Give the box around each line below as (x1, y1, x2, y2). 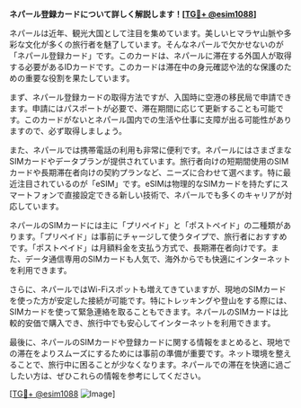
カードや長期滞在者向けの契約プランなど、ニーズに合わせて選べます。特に (9, 167, 284, 178)
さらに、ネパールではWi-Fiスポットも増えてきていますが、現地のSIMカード (9, 284, 287, 295)
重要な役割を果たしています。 (24, 73, 135, 84)
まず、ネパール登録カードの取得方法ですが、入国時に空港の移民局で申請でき (9, 92, 292, 102)
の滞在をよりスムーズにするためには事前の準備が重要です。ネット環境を (9, 348, 276, 359)
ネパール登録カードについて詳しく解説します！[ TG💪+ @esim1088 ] (9, 9, 257, 19)
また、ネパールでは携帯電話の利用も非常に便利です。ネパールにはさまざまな (9, 145, 292, 155)
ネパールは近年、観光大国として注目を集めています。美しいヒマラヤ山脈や (9, 28, 285, 39)
